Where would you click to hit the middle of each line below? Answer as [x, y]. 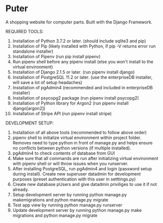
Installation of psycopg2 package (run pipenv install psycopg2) [76, 98]
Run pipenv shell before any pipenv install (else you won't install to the [83, 61]
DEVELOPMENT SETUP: [30, 123]
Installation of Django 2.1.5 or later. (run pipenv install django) [73, 72]
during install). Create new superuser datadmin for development [77, 174]
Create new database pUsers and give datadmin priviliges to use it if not [85, 184]
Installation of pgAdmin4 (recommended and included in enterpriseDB [83, 87]
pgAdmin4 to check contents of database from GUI [64, 153]
